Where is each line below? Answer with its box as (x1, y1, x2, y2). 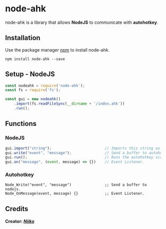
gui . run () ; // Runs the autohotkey (5, 155, 154, 160)
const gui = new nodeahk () (5, 97, 61, 102)
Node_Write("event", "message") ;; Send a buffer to (5, 182, 147, 187)
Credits (5, 204, 29, 213)
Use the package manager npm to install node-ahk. (5, 47, 110, 53)
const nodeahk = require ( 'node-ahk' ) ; (5, 83, 85, 88)
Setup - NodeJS (5, 70, 55, 78)
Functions (5, 119, 37, 128)
